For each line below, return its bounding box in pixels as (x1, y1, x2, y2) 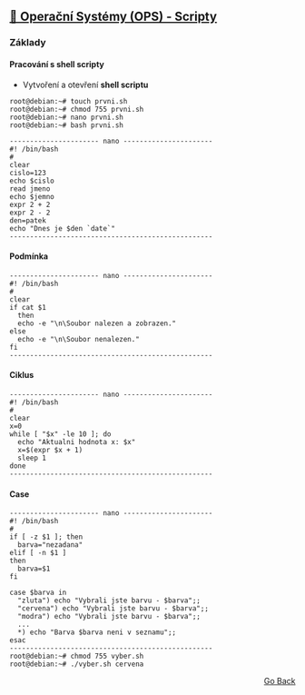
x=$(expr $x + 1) (17, 445, 84, 454)
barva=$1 (17, 564, 51, 573)
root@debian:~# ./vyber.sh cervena (9, 660, 144, 669)
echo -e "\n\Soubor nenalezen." (17, 334, 141, 343)
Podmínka (9, 251, 48, 262)
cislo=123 (9, 168, 47, 177)
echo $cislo (9, 176, 54, 185)
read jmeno (9, 184, 51, 194)
